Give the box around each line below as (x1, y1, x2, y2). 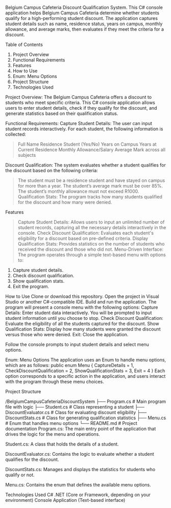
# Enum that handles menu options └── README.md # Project (5, 420, 137, 426)
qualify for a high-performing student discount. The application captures (5, 15, 158, 21)
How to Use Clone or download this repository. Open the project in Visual (5, 293, 159, 299)
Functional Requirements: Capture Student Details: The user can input (5, 120, 152, 126)
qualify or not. (5, 472, 35, 478)
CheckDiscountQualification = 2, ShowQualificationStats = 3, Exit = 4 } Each (5, 368, 165, 374)
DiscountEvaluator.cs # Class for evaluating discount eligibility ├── (5, 410, 147, 415)
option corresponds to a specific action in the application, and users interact (5, 373, 166, 379)
